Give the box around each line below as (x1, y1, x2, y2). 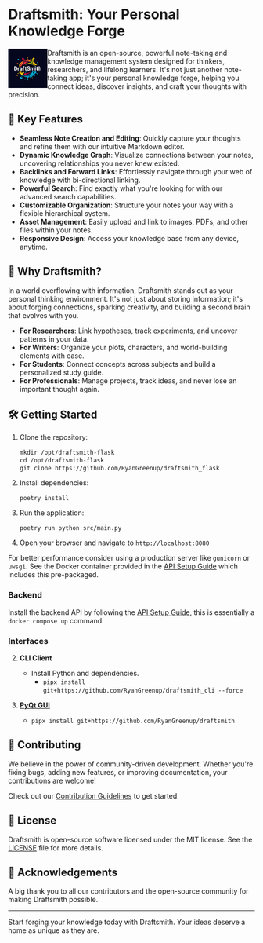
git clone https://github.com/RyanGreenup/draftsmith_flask (19, 465, 220, 473)
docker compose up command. (8, 616, 104, 625)
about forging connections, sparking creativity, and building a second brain (8, 302, 250, 312)
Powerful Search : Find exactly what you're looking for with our (19, 183, 223, 193)
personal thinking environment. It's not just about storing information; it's (8, 294, 243, 303)
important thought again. (19, 384, 100, 393)
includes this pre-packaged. (8, 570, 99, 579)
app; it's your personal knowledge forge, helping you (69, 73, 240, 82)
